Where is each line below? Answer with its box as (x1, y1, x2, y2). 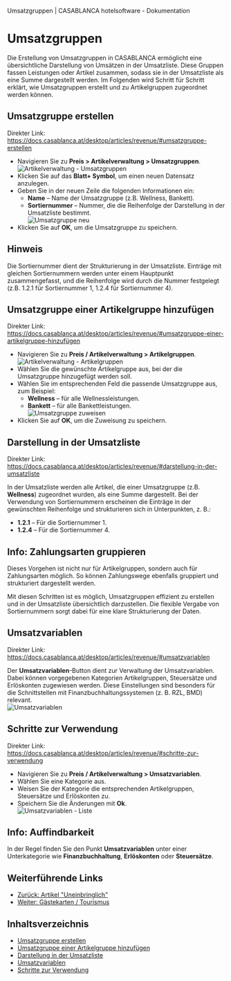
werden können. (7, 90, 54, 98)
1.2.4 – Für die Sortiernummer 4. (17, 526, 111, 534)
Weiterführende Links (7, 872, 104, 884)
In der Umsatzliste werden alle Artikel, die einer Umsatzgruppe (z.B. (7, 483, 201, 492)
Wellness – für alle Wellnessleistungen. (27, 395, 140, 403)
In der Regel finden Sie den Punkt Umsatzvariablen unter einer (7, 845, 187, 853)
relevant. (7, 696, 33, 704)
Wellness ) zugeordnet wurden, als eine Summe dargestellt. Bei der (7, 490, 198, 498)
